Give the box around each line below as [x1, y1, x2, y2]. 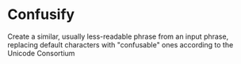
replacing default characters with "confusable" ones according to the [7, 40, 234, 49]
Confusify [7, 6, 75, 24]
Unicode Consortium [7, 48, 75, 58]
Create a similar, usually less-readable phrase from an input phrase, [7, 32, 229, 41]
